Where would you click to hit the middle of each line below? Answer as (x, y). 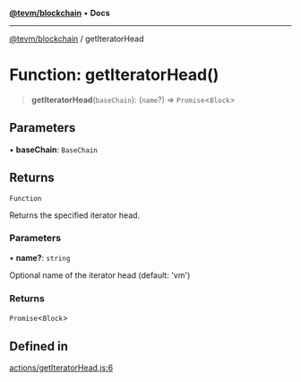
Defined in (39, 346)
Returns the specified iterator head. (75, 215)
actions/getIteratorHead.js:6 (61, 368)
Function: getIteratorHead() (114, 75)
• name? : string (40, 257)
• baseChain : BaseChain (54, 149)
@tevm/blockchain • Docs (60, 13)
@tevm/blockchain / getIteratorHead (77, 39)
